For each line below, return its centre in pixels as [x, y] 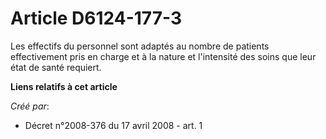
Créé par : [30, 106]
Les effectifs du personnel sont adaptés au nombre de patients [140, 46]
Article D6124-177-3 [96, 18]
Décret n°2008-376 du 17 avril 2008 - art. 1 [113, 125]
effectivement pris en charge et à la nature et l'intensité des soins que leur [163, 56]
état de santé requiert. [56, 67]
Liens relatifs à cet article [64, 86]
